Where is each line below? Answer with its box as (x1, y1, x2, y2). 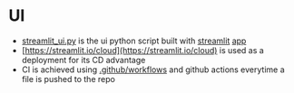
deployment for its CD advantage (21, 54, 146, 65)
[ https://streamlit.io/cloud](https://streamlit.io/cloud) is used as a (21, 44, 264, 55)
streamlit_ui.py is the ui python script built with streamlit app (21, 35, 247, 46)
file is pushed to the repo (21, 73, 115, 84)
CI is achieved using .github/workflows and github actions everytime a (21, 64, 285, 75)
